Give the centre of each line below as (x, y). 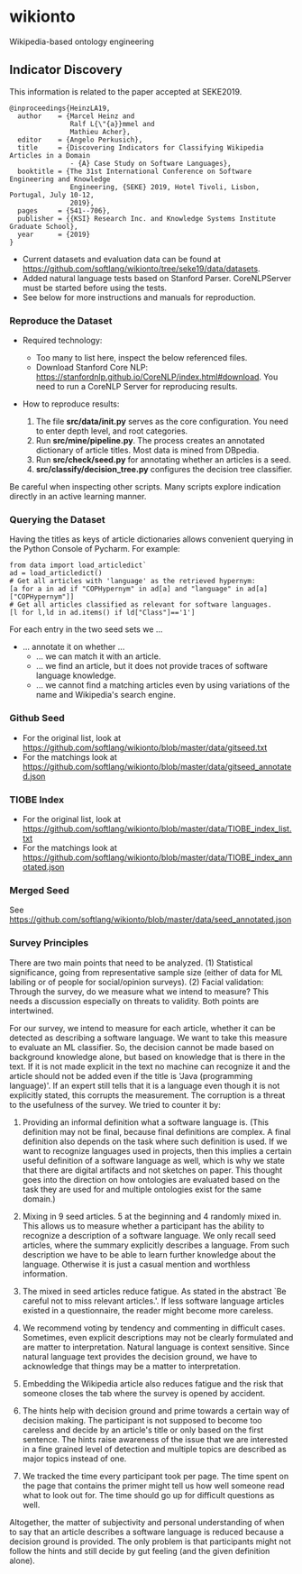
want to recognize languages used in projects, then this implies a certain (157, 1150)
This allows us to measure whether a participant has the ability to (143, 1226)
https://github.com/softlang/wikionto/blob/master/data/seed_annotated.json (151, 920)
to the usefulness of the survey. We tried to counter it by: (115, 1104)
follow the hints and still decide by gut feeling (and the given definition (140, 1551)
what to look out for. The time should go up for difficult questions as (148, 1495)
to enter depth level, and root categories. (112, 431)
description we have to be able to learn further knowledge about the (149, 1254)
